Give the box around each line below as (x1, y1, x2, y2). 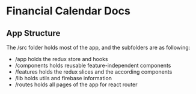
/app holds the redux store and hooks (14, 56, 108, 62)
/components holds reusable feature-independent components (14, 62, 171, 69)
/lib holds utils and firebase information (14, 75, 112, 81)
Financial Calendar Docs (6, 4, 130, 18)
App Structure (6, 28, 61, 38)
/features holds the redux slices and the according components (14, 68, 173, 75)
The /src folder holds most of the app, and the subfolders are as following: (6, 44, 191, 51)
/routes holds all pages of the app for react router (14, 81, 138, 88)
